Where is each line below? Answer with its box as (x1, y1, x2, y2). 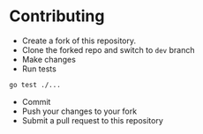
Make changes (21, 54, 77, 64)
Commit (21, 96, 51, 107)
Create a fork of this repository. (21, 35, 137, 46)
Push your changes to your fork (21, 106, 138, 116)
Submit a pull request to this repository (21, 115, 163, 125)
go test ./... (9, 80, 62, 89)
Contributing (9, 6, 105, 26)
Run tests (21, 63, 57, 74)
